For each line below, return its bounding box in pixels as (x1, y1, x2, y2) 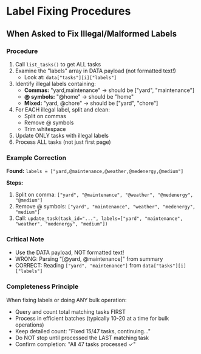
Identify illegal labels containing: (15, 80, 96, 87)
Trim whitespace (24, 125, 66, 132)
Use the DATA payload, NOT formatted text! (15, 249, 124, 257)
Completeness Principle (6, 282, 79, 291)
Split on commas (24, 112, 67, 119)
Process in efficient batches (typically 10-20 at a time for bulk (15, 314, 169, 322)
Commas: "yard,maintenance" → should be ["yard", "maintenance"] (24, 87, 195, 94)
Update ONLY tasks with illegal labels (15, 132, 109, 139)
